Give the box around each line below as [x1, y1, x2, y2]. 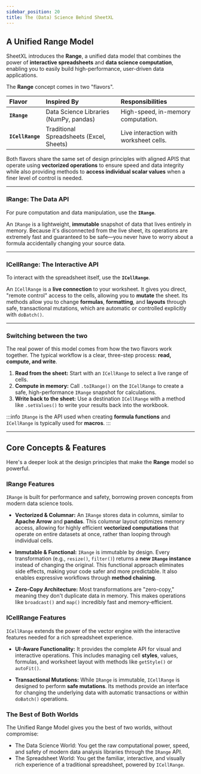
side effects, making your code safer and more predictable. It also [14, 568, 178, 575]
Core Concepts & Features [6, 443, 106, 453]
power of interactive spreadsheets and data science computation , [6, 59, 173, 66]
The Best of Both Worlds [6, 710, 79, 718]
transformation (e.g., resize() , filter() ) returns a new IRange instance [14, 555, 191, 562]
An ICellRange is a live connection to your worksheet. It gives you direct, [6, 285, 187, 292]
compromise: [6, 730, 39, 737]
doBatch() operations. [14, 695, 69, 703]
